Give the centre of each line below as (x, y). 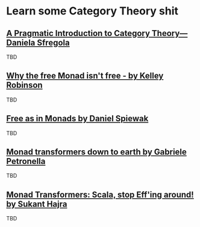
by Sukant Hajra (37, 204)
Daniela (21, 42)
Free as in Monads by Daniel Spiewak (77, 119)
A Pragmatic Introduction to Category (78, 33)
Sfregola (54, 42)
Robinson (25, 85)
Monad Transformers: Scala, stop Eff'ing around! (100, 194)
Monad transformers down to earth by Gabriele (96, 152)
